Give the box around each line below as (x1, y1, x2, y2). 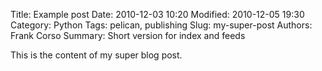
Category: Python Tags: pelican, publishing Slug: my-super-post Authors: (10, 19, 313, 31)
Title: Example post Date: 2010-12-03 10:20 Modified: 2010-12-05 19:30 (10, 9, 305, 20)
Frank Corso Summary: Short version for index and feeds (10, 30, 246, 41)
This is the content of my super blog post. (10, 49, 183, 61)
